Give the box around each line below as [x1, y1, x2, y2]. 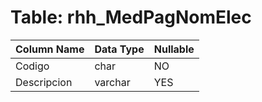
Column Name [15, 42, 85, 56]
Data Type [94, 42, 145, 56]
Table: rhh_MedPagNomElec [10, 6, 252, 29]
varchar [94, 75, 131, 89]
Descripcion [15, 75, 73, 89]
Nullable [153, 42, 195, 56]
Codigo [15, 59, 50, 73]
